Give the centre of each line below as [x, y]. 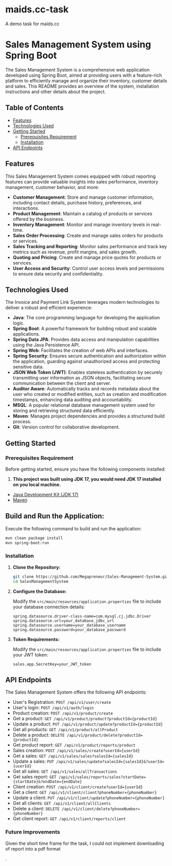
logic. [18, 323]
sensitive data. [28, 367]
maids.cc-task [37, 10]
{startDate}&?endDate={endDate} [47, 782]
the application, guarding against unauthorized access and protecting [86, 361]
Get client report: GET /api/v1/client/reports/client [69, 819]
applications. [26, 334]
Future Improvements [33, 832]
